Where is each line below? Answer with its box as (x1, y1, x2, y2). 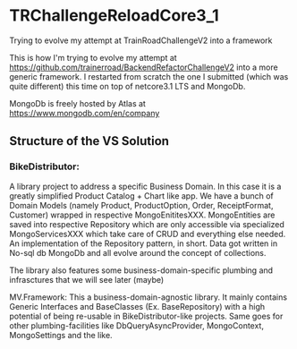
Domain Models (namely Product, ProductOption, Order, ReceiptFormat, (9, 200, 274, 210)
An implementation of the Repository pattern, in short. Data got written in (9, 238, 278, 249)
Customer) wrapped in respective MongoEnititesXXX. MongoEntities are (9, 209, 276, 220)
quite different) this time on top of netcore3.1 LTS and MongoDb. (9, 81, 246, 91)
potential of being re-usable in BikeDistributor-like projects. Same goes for (9, 311, 284, 321)
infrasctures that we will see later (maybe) (9, 274, 165, 285)
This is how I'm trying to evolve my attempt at (9, 52, 177, 63)
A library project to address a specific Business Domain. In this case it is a (9, 181, 282, 192)
